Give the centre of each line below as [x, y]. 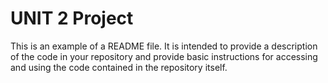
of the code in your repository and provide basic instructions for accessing [164, 56]
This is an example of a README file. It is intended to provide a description [164, 46]
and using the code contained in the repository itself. [119, 67]
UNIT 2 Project [72, 18]
